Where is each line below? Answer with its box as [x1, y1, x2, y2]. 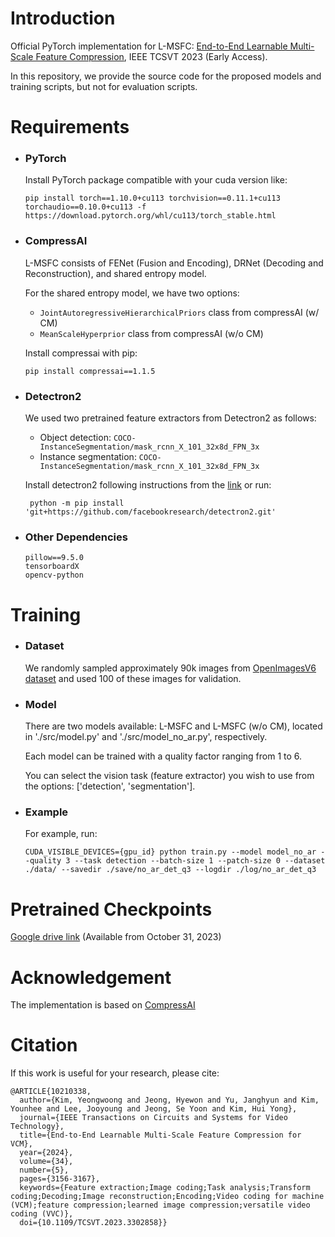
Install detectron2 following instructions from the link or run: [24, 479, 272, 491]
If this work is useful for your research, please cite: [10, 1067, 220, 1079]
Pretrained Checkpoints [10, 898, 213, 921]
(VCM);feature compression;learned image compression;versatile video [10, 1200, 311, 1211]
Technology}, [10, 1122, 65, 1132]
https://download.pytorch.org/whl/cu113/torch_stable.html [24, 211, 277, 221]
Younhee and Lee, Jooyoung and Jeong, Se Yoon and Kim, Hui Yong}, [10, 1104, 298, 1114]
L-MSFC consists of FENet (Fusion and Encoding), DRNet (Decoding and [24, 257, 324, 269]
